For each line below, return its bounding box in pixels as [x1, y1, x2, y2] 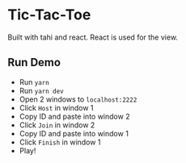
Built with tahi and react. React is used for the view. [7, 32, 179, 42]
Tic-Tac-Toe [7, 6, 91, 24]
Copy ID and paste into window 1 [19, 128, 129, 138]
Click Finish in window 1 [19, 137, 101, 147]
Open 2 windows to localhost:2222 [19, 94, 137, 104]
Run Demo [7, 56, 61, 69]
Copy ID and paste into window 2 [19, 111, 130, 121]
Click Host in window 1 [19, 102, 94, 112]
